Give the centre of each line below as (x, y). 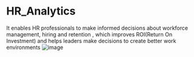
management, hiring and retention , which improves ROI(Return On (89, 34)
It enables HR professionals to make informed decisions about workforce (97, 28)
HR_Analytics (41, 11)
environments (23, 47)
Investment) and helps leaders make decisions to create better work (92, 41)
